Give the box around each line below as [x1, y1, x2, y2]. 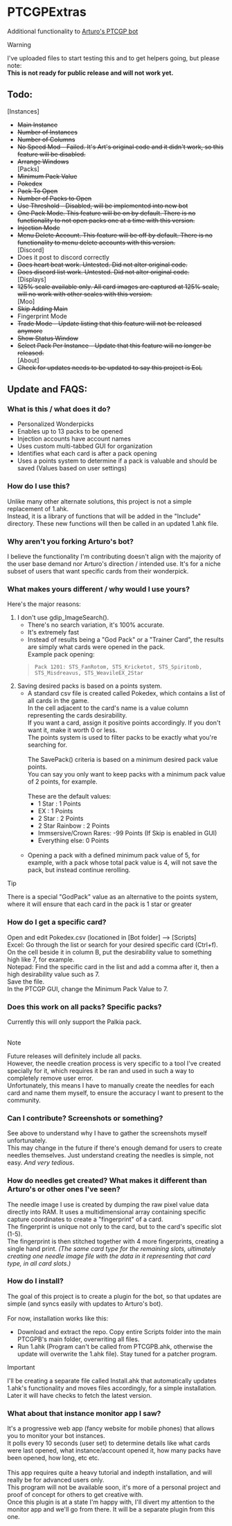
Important [7, 1363, 35, 1372]
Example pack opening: [27, 650, 95, 659]
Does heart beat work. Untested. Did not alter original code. [17, 260, 188, 269]
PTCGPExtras [7, 4, 87, 20]
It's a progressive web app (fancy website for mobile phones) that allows [7, 1424, 215, 1432]
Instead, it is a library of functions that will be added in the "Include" [7, 512, 201, 520]
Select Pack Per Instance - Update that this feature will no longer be [17, 341, 211, 350]
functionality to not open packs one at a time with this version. [17, 216, 195, 224]
